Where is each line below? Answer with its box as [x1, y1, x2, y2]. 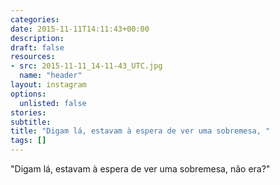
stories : [10, 107, 47, 118]
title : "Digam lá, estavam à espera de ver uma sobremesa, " [10, 126, 271, 136]
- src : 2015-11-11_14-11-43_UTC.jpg [10, 61, 163, 71]
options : [10, 89, 47, 99]
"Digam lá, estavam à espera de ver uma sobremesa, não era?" [10, 163, 271, 175]
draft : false [10, 42, 65, 53]
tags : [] [10, 136, 47, 146]
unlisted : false [19, 98, 87, 108]
